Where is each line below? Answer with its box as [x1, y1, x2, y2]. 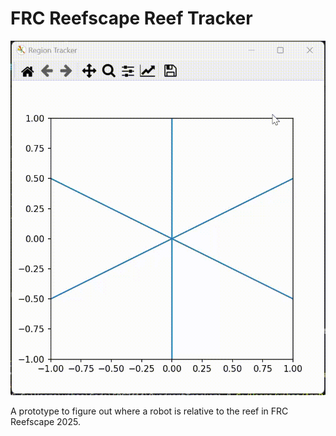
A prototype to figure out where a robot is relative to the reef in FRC [10, 405, 289, 417]
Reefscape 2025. [10, 415, 81, 427]
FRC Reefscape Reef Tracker [10, 7, 253, 30]
